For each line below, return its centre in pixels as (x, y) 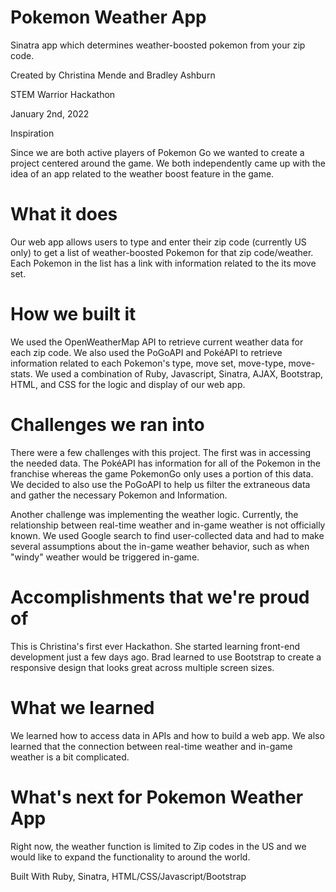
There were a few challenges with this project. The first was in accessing (161, 452)
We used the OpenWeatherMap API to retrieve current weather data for (157, 342)
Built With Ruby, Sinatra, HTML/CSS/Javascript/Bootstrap (128, 876)
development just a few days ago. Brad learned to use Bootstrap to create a (166, 657)
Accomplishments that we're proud (160, 597)
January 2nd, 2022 (50, 113)
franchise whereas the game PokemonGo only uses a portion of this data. (162, 473)
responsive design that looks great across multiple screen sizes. (142, 667)
